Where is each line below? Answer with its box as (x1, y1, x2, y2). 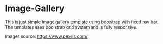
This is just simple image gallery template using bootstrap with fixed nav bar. (5, 19, 159, 25)
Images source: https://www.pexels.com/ (5, 33, 88, 39)
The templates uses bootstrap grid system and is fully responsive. (5, 24, 137, 29)
